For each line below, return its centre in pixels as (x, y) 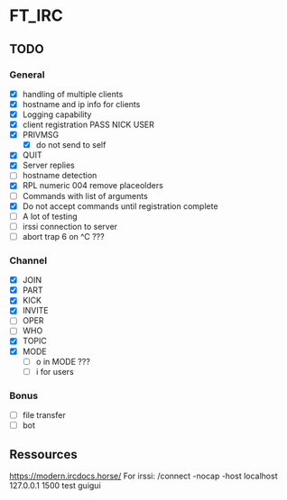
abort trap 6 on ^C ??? (64, 236)
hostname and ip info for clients (81, 104)
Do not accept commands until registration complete (120, 206)
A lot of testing (50, 216)
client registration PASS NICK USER (88, 125)
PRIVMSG (41, 135)
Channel (28, 260)
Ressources (44, 455)
